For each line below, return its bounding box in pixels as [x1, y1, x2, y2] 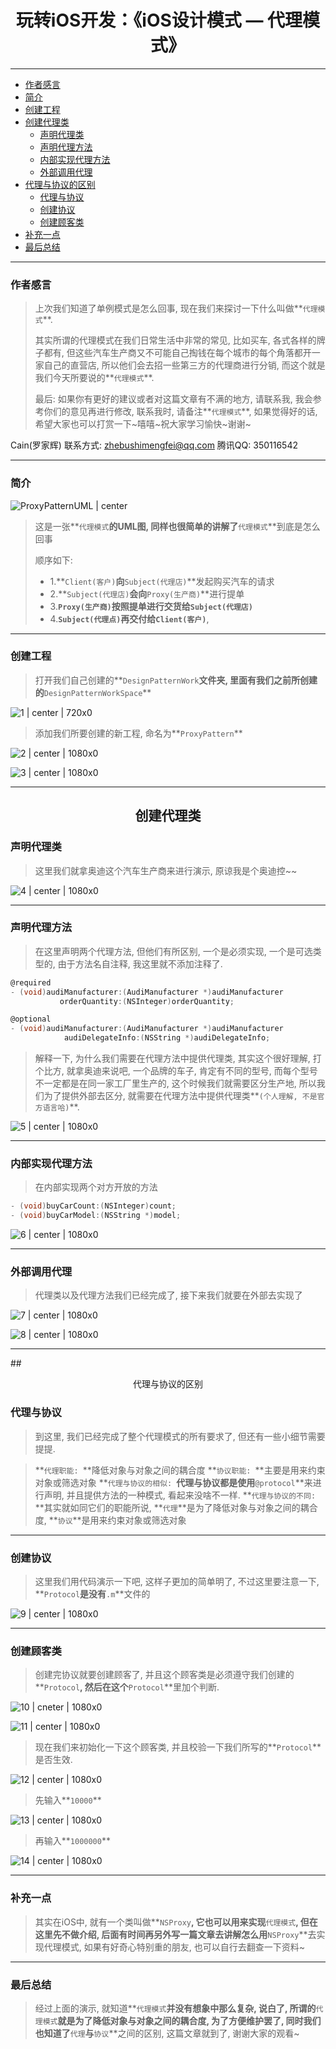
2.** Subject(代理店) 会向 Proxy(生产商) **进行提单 [49, 587, 245, 600]
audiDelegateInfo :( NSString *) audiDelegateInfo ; [63, 1033, 271, 1043]
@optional [10, 1014, 52, 1025]
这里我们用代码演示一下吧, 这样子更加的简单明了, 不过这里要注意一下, [34, 1576, 320, 1587]
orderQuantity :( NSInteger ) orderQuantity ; [59, 996, 235, 1006]
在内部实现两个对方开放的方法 [34, 1181, 158, 1193]
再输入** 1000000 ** [34, 1835, 111, 1847]
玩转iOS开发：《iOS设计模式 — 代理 [15, 9, 303, 32]
